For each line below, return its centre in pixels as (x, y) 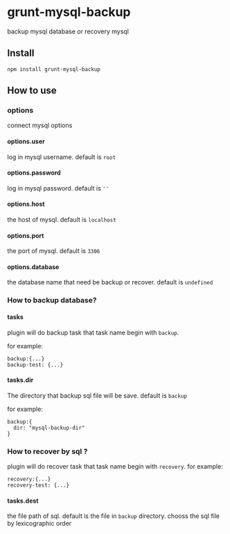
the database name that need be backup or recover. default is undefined (110, 282)
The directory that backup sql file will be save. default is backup (97, 395)
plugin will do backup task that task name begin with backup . (93, 332)
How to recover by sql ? (47, 451)
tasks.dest (23, 501)
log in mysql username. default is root (62, 156)
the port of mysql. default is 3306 (54, 251)
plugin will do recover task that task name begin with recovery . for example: (115, 467)
